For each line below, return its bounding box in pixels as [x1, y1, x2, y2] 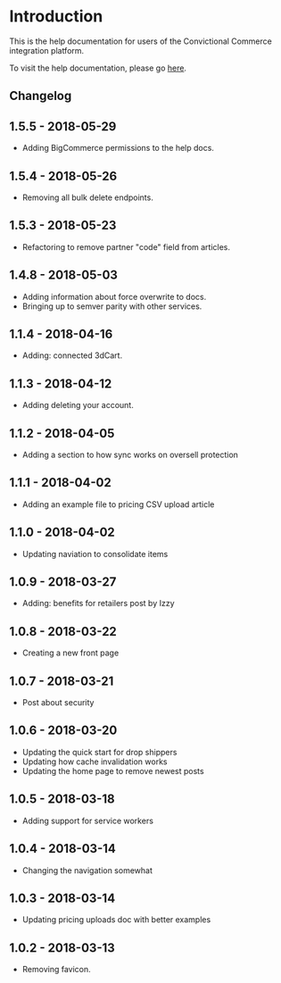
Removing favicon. [21, 964, 91, 975]
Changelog [9, 88, 72, 104]
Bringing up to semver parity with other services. [21, 301, 202, 312]
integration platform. [9, 45, 85, 55]
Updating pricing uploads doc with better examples [21, 914, 211, 925]
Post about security [21, 697, 95, 708]
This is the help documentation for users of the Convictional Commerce [9, 36, 272, 46]
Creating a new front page [21, 647, 120, 658]
